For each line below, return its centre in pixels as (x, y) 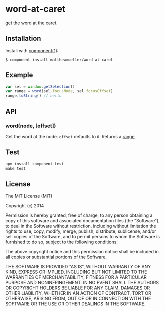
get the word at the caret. (31, 23)
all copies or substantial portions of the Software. (56, 257)
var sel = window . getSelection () (40, 86)
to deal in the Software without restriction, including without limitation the (81, 226)
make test (16, 168)
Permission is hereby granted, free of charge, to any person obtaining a (79, 215)
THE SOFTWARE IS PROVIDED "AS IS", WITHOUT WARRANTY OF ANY (78, 267)
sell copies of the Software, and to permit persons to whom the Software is (83, 237)
